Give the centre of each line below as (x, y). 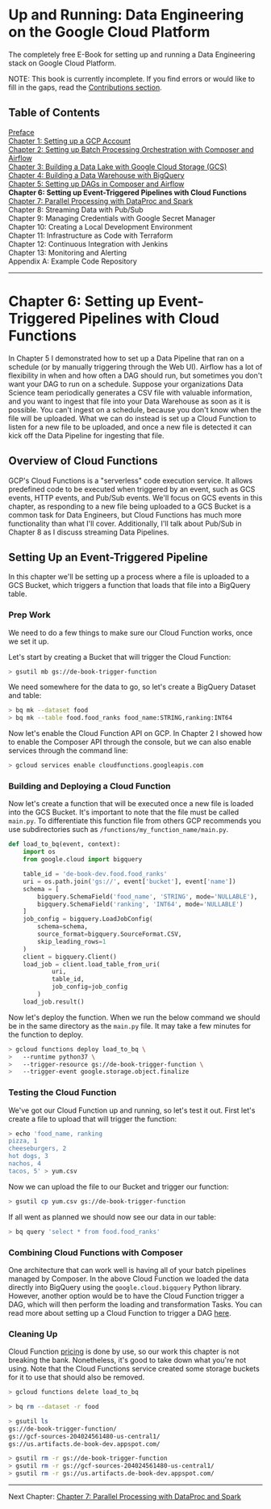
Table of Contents (54, 113)
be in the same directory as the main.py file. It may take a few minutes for (130, 1025)
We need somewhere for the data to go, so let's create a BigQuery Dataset (132, 687)
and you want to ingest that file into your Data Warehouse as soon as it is (129, 401)
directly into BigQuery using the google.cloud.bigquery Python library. (125, 1287)
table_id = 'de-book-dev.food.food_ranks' (95, 874)
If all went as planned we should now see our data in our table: (112, 1217)
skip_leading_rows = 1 (72, 941)
